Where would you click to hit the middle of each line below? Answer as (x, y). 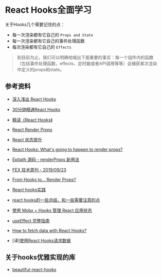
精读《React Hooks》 (32, 119)
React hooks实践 (29, 189)
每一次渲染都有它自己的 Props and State (53, 35)
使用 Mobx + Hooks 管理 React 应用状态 (52, 210)
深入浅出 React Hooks (34, 99)
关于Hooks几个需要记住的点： (35, 24)
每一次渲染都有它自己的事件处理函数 (48, 41)
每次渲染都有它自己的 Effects (42, 47)
